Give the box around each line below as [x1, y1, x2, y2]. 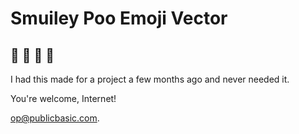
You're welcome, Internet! [10, 93, 117, 104]
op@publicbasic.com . [10, 112, 100, 124]
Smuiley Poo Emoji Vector [10, 7, 228, 30]
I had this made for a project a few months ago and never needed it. [10, 73, 290, 85]
